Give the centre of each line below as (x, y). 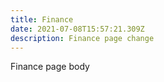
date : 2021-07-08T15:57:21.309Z (77, 29)
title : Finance (42, 19)
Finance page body (50, 67)
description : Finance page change (82, 38)
